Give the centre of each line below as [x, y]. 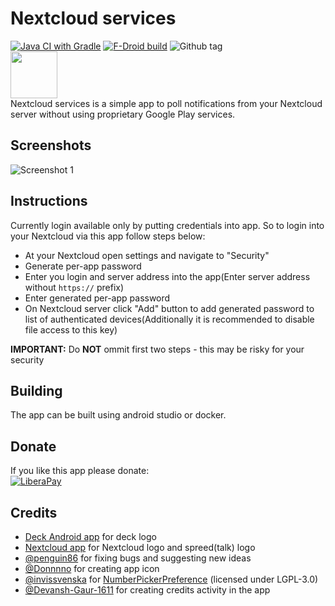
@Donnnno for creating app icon [92, 568]
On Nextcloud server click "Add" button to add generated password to [169, 308]
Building [36, 390]
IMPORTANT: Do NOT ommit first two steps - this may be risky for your [157, 349]
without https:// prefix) [74, 287]
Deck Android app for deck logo [90, 536]
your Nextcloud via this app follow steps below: [108, 236]
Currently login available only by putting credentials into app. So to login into [167, 225]
